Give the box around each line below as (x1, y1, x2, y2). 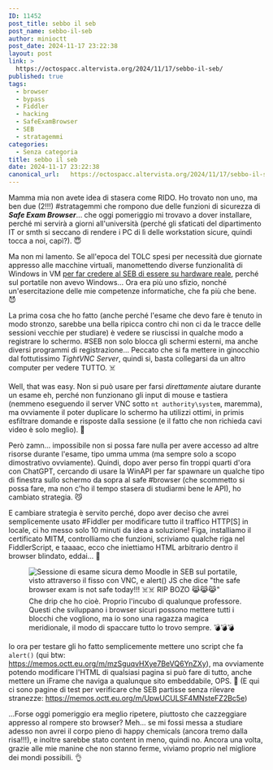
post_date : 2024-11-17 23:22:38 (8, 42, 118, 50)
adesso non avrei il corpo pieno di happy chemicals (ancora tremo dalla (8, 726, 248, 736)
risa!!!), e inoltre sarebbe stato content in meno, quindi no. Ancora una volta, (8, 735, 263, 744)
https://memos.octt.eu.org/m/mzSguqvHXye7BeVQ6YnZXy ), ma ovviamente (8, 659, 264, 668)
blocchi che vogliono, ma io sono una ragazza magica (28, 614, 210, 623)
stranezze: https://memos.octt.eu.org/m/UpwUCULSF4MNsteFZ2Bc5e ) (8, 694, 248, 703)
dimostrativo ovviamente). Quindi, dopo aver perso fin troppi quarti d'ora (8, 458, 252, 467)
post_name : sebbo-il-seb (8, 27, 93, 35)
